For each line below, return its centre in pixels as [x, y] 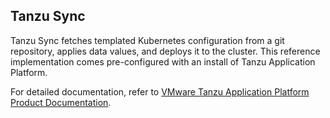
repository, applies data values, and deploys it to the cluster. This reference [165, 51]
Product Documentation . [61, 102]
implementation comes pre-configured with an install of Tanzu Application [163, 61]
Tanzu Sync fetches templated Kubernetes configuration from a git [147, 40]
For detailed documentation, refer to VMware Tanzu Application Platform [160, 91]
